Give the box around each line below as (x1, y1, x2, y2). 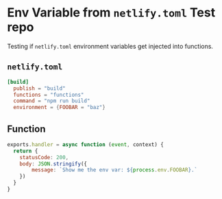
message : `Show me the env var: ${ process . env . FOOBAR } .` (32, 167, 197, 174)
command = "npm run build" (13, 97, 90, 104)
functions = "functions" (13, 91, 84, 98)
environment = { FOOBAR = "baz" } (13, 104, 106, 111)
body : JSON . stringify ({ (19, 160, 88, 167)
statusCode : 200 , (19, 154, 69, 161)
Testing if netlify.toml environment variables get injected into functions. (7, 42, 214, 50)
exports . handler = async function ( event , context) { (7, 141, 164, 148)
